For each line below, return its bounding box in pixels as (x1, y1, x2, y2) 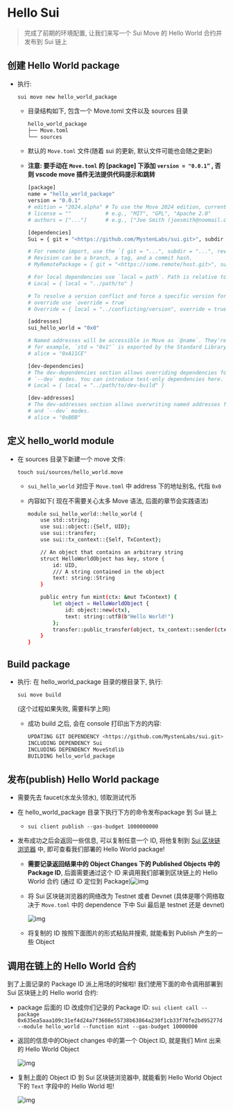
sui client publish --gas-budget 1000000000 (27, 823, 159, 831)
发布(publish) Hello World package (7, 774, 159, 785)
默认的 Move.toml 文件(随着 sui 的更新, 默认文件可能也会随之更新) (27, 147, 213, 155)
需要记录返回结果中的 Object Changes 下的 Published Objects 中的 (27, 860, 221, 868)
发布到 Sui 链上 (24, 37, 68, 46)
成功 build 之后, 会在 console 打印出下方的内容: (27, 719, 162, 728)
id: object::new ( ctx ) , (64, 607, 130, 614)
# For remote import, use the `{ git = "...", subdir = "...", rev (27, 248, 227, 255)
